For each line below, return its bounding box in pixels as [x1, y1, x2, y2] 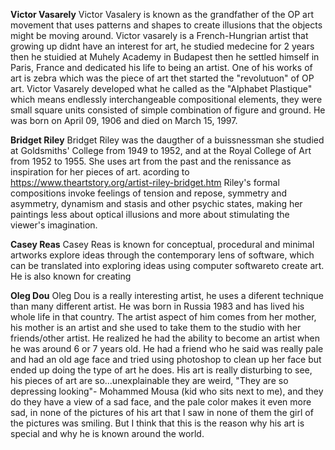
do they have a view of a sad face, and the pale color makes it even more [10, 396, 312, 408]
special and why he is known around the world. [10, 428, 205, 439]
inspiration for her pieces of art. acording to [10, 166, 190, 178]
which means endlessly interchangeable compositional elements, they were [10, 94, 323, 105]
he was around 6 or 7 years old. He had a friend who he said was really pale [10, 343, 324, 354]
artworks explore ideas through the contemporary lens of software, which [10, 249, 315, 261]
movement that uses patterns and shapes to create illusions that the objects [10, 19, 323, 31]
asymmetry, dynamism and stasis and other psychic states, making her [10, 198, 303, 209]
